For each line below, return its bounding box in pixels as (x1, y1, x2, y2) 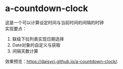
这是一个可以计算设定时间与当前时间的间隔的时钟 (5, 19, 104, 25)
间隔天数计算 (12, 48, 38, 54)
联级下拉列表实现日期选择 (12, 36, 64, 42)
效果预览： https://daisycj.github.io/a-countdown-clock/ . (5, 58, 119, 64)
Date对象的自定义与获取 (12, 42, 61, 48)
